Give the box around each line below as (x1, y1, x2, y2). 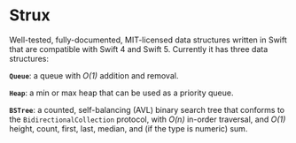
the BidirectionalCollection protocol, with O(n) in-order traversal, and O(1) (9, 114, 286, 124)
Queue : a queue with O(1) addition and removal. (9, 70, 179, 80)
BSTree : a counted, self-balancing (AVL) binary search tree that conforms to (9, 104, 285, 115)
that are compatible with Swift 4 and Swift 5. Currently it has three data (9, 43, 269, 54)
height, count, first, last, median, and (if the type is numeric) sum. (9, 123, 248, 133)
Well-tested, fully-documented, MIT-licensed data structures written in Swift (9, 34, 288, 45)
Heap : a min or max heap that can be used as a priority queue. (9, 87, 234, 98)
